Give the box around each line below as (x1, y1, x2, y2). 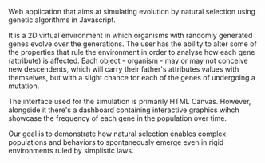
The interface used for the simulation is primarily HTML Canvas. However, (8, 97, 251, 106)
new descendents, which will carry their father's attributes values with (8, 64, 239, 74)
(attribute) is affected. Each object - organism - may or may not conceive (8, 56, 249, 65)
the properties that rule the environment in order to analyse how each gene (8, 48, 255, 56)
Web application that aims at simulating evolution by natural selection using (8, 7, 256, 16)
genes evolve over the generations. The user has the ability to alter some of (8, 39, 257, 49)
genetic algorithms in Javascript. (8, 15, 116, 25)
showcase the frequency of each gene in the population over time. (8, 114, 227, 122)
